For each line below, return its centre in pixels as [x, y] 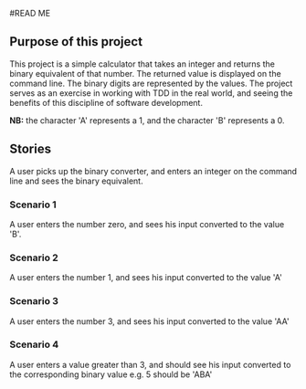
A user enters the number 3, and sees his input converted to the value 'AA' [149, 321]
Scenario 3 [34, 301]
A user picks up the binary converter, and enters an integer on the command [153, 171]
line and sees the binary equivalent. [76, 181]
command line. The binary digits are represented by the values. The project [151, 83]
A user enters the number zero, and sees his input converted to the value [147, 224]
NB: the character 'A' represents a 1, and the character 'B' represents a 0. [147, 120]
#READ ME [30, 13]
